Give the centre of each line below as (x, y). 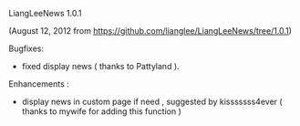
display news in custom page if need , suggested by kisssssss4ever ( (152, 101)
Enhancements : (39, 84)
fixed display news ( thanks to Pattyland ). (100, 66)
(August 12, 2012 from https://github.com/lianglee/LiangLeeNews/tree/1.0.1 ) (150, 31)
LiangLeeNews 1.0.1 (45, 13)
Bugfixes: (26, 48)
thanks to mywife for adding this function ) (101, 111)
